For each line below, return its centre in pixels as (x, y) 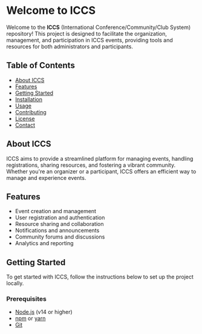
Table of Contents (41, 66)
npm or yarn (30, 318)
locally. (15, 283)
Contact (25, 125)
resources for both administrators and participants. (70, 47)
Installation (29, 99)
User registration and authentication (60, 217)
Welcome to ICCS (51, 11)
